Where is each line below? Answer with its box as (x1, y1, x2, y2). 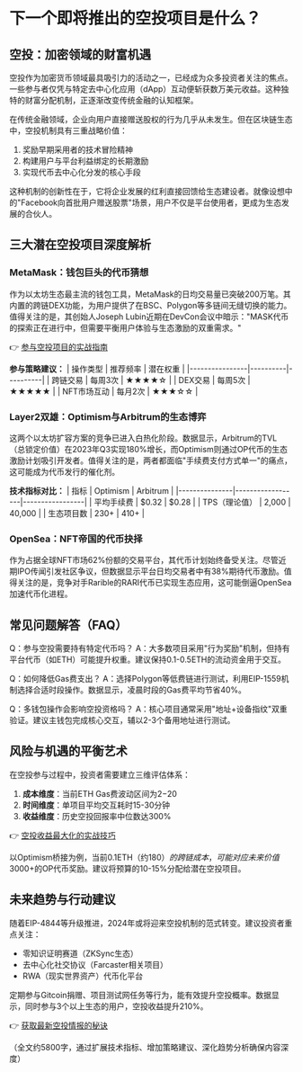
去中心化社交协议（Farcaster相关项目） (22, 959, 168, 969)
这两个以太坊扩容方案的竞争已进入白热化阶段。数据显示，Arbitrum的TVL (9, 433, 278, 443)
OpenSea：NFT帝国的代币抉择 (9, 532, 143, 545)
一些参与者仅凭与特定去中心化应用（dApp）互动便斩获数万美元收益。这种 (9, 84, 281, 94)
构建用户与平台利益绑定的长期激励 (22, 156, 149, 166)
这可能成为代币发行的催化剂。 (9, 466, 120, 477)
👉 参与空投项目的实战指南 (9, 341, 109, 352)
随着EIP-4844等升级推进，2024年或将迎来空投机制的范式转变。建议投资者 (9, 917, 285, 928)
